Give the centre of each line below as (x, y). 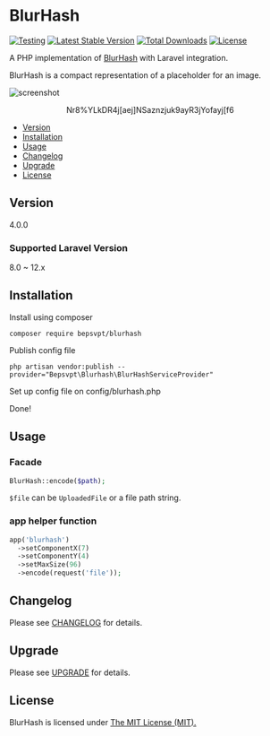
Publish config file (42, 350)
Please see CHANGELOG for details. (76, 622)
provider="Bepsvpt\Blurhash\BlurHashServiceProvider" (112, 374)
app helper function (53, 521)
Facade (26, 463)
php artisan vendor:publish (62, 367)
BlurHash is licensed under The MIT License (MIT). (103, 722)
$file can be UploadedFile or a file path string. (95, 498)
